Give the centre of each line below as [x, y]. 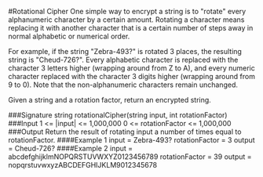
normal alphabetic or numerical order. [69, 36]
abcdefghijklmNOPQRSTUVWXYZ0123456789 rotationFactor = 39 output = [130, 157]
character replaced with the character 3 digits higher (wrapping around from [131, 76]
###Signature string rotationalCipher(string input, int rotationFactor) [118, 115]
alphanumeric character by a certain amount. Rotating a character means [126, 20]
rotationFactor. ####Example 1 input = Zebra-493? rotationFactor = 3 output [131, 140]
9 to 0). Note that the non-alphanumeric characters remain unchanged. [123, 85]
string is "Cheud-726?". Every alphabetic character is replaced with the [123, 60]
